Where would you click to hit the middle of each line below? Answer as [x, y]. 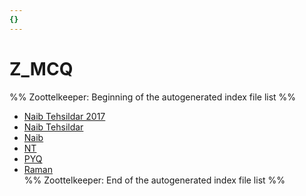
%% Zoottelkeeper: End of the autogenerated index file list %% [154, 180]
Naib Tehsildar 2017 [64, 116]
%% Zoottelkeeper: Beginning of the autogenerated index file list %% [153, 97]
